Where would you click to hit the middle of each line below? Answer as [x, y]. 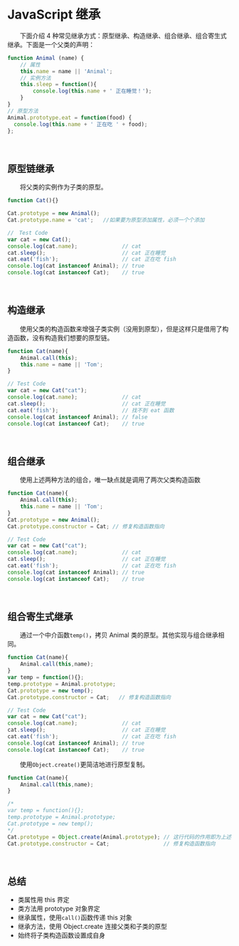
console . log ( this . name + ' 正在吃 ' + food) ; [81, 124]
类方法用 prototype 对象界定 [59, 909]
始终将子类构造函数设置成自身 [61, 935]
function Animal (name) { [46, 58]
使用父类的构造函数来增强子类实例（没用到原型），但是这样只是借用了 [121, 329]
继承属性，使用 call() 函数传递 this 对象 [75, 918]
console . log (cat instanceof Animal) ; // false [78, 417]
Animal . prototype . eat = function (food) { [70, 117]
